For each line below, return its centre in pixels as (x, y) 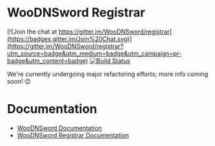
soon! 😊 (19, 81)
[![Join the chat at (32, 32)
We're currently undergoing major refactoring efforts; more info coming (108, 74)
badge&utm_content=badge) (48, 60)
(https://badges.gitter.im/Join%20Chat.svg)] (69, 38)
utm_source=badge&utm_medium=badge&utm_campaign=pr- (94, 53)
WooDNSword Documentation (60, 127)
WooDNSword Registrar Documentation (73, 135)
